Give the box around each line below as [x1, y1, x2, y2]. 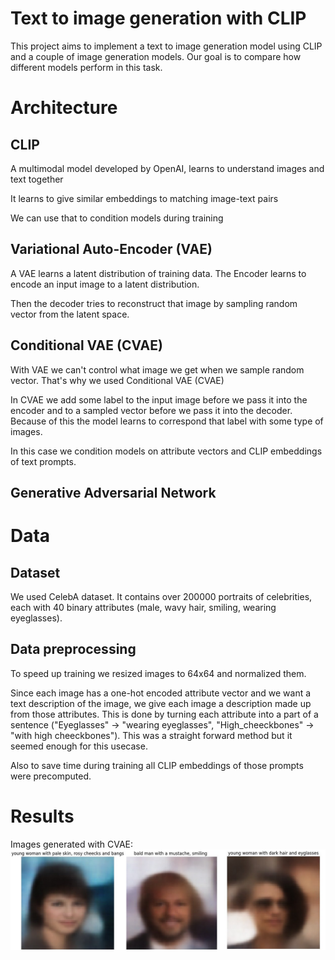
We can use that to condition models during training [10, 212, 224, 224]
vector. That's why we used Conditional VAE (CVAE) [10, 374, 225, 386]
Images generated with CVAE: [10, 838, 134, 850]
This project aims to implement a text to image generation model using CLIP [10, 40, 323, 52]
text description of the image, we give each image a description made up [10, 697, 312, 709]
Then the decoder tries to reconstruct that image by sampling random [10, 297, 298, 309]
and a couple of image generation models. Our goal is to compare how [10, 50, 302, 62]
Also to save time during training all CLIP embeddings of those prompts [10, 759, 304, 771]
